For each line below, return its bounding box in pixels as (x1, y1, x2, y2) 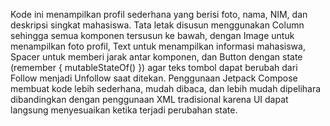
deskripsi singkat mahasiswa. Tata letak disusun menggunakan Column (10, 19, 305, 31)
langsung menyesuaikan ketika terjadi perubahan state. (10, 104, 238, 116)
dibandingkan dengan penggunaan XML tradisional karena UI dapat (10, 94, 289, 105)
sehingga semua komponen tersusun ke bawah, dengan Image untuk (10, 30, 295, 41)
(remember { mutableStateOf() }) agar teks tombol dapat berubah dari (10, 62, 298, 73)
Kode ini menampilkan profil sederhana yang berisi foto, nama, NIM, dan (10, 9, 308, 20)
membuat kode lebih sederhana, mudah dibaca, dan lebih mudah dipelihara (10, 83, 322, 94)
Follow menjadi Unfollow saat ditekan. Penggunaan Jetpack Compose (10, 72, 298, 84)
